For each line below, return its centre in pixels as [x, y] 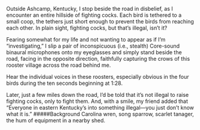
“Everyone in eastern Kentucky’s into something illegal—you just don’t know [100, 107]
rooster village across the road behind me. [59, 65]
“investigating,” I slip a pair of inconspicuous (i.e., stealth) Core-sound [93, 46]
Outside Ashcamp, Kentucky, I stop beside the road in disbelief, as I [89, 9]
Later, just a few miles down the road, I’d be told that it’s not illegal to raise [98, 95]
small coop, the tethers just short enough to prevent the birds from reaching [100, 21]
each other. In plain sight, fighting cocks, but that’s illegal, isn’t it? [87, 28]
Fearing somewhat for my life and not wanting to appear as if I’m [86, 39]
